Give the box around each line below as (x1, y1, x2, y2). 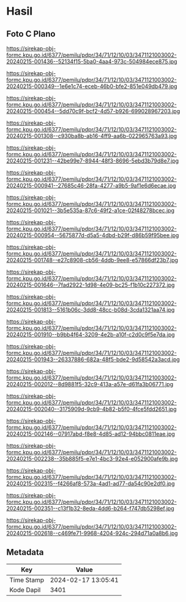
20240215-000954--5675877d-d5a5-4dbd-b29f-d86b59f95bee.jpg (6, 232, 179, 239)
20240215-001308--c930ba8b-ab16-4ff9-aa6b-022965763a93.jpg (6, 133, 177, 139)
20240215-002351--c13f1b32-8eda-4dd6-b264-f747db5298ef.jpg (6, 505, 174, 512)
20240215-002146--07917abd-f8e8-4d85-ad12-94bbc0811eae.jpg (6, 430, 176, 438)
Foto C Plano (6, 29, 56, 39)
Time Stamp (9, 576, 45, 584)
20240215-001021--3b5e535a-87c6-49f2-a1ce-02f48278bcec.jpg (6, 207, 175, 214)
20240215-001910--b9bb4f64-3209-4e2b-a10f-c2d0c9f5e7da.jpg (6, 331, 176, 338)
